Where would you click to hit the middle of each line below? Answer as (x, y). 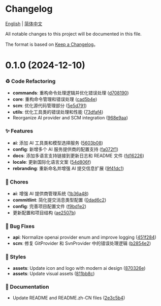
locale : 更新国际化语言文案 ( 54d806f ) (52, 162)
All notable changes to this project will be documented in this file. (74, 34)
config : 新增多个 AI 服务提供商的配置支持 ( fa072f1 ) (65, 149)
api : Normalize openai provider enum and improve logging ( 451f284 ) (84, 237)
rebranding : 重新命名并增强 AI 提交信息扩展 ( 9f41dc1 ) (68, 168)
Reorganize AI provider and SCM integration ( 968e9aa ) (70, 118)
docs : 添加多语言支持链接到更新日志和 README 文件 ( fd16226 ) (78, 156)
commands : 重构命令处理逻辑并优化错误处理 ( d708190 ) (71, 93)
